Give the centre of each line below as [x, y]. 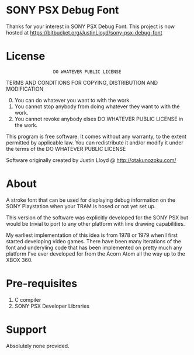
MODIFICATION [25, 89]
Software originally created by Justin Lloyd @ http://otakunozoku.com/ [91, 160]
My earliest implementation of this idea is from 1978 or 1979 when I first [92, 235]
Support [26, 330]
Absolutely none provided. [38, 346]
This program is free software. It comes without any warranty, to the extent [96, 136]
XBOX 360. [20, 260]
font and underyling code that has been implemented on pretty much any [94, 247]
